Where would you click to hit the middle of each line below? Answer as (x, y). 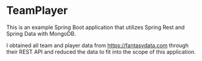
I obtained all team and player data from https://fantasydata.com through (97, 45)
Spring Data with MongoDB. (41, 33)
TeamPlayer (37, 11)
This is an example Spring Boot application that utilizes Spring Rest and (96, 27)
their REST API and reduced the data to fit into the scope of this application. (101, 51)
